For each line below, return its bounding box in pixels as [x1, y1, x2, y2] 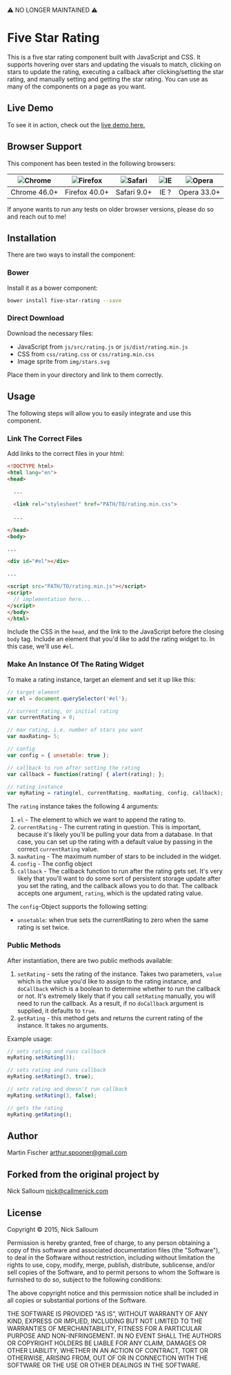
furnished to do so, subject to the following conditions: [7, 1275, 162, 1284]
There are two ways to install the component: [7, 250, 136, 259]
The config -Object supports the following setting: [7, 903, 148, 911]
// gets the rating [7, 1105, 63, 1111]
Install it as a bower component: [7, 284, 98, 292]
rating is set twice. [17, 923, 70, 932]
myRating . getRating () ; [7, 1111, 72, 1118]
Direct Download [7, 313, 64, 323]
